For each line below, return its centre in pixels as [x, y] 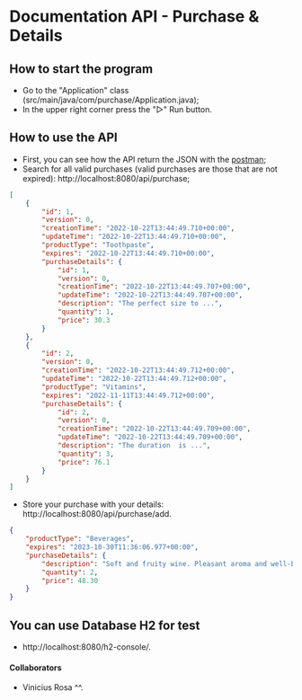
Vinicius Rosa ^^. [53, 687]
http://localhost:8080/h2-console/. [86, 647]
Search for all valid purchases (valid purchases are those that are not [150, 169]
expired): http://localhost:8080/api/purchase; [106, 178]
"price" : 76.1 [84, 462]
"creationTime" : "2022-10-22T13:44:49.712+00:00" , [138, 370]
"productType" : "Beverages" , [80, 539]
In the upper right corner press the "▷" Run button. [117, 109]
